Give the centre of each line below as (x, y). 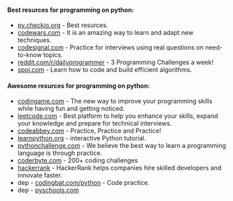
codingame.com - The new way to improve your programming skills (115, 101)
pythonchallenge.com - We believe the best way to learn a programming (121, 146)
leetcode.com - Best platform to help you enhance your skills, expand (118, 116)
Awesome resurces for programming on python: (79, 85)
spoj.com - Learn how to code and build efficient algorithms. (105, 70)
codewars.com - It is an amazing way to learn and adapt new (105, 33)
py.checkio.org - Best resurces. (63, 25)
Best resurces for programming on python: (71, 10)
